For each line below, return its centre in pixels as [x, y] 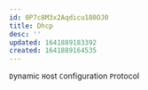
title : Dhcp [31, 26]
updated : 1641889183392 [53, 42]
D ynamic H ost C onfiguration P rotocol [74, 76]
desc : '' [25, 34]
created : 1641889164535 [53, 51]
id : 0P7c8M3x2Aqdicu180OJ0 [59, 17]
